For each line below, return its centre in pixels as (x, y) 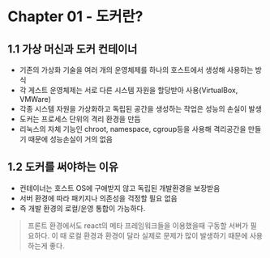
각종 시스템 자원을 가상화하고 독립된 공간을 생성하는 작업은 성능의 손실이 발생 (141, 109)
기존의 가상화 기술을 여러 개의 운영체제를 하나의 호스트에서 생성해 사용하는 (136, 70)
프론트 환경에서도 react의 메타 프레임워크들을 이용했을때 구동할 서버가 (138, 225)
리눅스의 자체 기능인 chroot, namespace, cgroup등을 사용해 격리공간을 (133, 129)
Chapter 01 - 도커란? (75, 17)
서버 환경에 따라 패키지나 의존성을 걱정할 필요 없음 (98, 198)
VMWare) (35, 99)
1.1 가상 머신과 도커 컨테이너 (73, 49)
